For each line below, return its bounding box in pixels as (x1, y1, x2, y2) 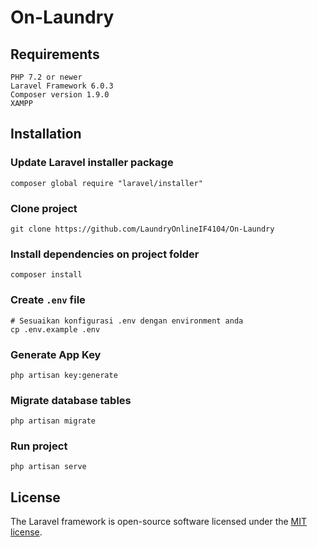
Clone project (10, 201, 78, 215)
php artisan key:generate (10, 370, 118, 380)
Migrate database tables (10, 393, 132, 407)
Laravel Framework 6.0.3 (10, 81, 114, 91)
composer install (10, 270, 83, 280)
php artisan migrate (10, 416, 97, 426)
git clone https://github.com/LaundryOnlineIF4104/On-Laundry (10, 224, 275, 234)
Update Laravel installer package (10, 156, 174, 170)
